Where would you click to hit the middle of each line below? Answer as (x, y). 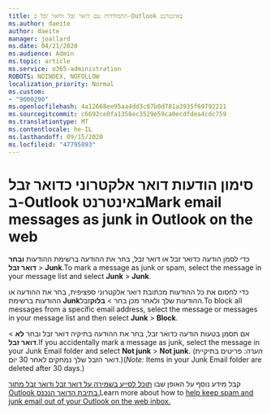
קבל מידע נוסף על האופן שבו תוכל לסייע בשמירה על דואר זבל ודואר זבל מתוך (125, 384)
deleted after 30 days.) (47, 368)
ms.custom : (27, 92)
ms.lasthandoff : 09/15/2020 (56, 137)
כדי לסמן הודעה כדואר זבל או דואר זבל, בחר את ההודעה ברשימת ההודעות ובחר (129, 259)
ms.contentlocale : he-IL (50, 129)
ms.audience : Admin (41, 54)
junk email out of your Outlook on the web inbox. (90, 401)
